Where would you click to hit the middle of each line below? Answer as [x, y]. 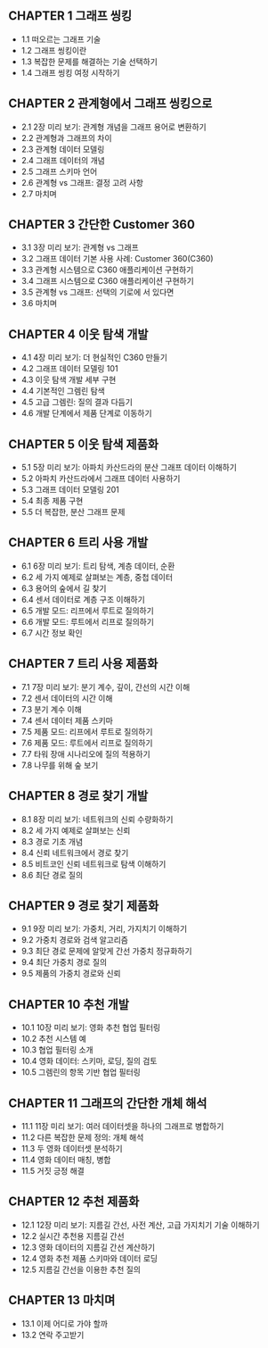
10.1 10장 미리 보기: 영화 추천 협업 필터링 [91, 1028]
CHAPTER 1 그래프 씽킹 [70, 16]
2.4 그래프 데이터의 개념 [63, 160]
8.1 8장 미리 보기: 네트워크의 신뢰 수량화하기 [97, 819]
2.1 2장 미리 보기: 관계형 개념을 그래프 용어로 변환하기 [114, 127]
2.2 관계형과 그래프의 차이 [66, 137]
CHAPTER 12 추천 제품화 [74, 1202]
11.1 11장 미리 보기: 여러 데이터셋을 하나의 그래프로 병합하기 [122, 1126]
